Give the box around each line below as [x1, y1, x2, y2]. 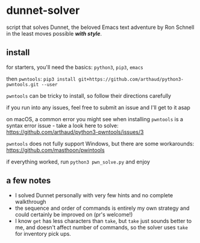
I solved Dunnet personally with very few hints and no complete [14, 191, 173, 199]
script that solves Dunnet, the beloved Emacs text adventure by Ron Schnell [6, 24, 195, 31]
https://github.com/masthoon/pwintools [6, 146, 105, 154]
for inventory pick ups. [14, 230, 71, 237]
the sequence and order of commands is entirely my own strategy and [14, 204, 190, 212]
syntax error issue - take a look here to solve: [6, 122, 119, 129]
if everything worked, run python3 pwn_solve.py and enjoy [6, 158, 151, 165]
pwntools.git [6, 81, 39, 87]
